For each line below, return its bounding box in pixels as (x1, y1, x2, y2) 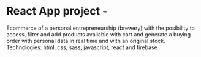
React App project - (6, 4, 108, 18)
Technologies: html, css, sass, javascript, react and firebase (6, 44, 157, 51)
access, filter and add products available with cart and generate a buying (6, 30, 191, 38)
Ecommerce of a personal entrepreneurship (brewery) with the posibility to (6, 24, 195, 32)
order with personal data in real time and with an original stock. (6, 37, 165, 44)
